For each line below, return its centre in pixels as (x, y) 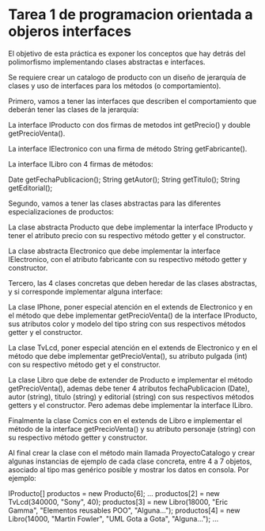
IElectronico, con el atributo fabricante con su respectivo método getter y (128, 259)
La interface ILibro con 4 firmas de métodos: (81, 164)
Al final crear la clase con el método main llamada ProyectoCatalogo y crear (132, 452)
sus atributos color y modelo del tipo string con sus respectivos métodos (127, 324)
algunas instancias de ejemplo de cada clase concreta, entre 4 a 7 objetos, (130, 461)
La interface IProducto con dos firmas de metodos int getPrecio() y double (129, 125)
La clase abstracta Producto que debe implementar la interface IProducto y (131, 227)
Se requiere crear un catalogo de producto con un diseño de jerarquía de (127, 77)
